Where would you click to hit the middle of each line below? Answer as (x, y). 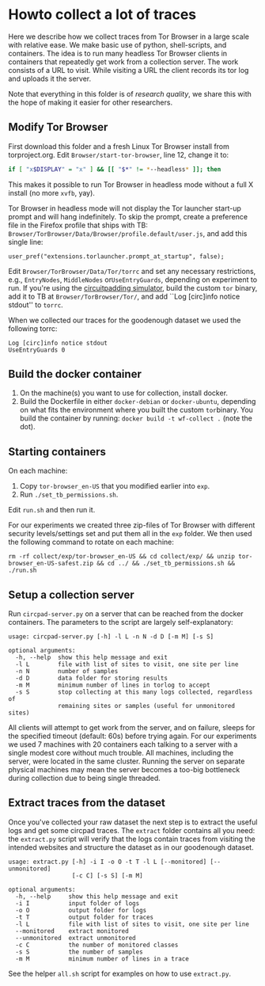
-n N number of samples (67, 672)
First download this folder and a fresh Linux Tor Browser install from (119, 146)
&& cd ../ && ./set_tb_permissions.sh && (166, 564)
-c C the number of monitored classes (97, 945)
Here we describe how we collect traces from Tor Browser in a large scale (129, 36)
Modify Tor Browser (58, 127)
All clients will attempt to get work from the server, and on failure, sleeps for (132, 728)
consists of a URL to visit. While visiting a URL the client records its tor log (129, 70)
